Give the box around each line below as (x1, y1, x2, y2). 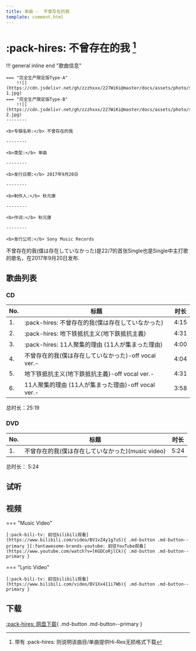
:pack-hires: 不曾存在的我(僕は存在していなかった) (24, 318, 164, 327)
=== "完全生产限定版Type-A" (6, 74, 68, 81)
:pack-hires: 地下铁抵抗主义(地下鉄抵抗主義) (24, 330, 146, 338)
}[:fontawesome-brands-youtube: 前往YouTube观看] (27, 543, 147, 549)
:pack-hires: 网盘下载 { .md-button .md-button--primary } (6, 620, 143, 627)
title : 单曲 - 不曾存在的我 (6, 8, 70, 15)
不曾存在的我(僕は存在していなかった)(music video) (24, 447, 166, 455)
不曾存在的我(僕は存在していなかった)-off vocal (24, 352, 156, 360)
